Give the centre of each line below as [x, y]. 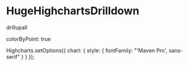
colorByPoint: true [28, 39]
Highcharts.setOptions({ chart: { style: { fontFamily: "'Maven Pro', [87, 50]
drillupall [17, 27]
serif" [13, 56]
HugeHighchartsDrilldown [73, 11]
